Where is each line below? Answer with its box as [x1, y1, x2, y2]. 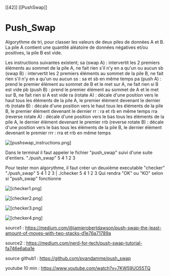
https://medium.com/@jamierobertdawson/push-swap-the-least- [25, 225, 162, 231]
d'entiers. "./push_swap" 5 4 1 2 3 [5, 155, 76, 161]
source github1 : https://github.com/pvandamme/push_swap [5, 255, 131, 261]
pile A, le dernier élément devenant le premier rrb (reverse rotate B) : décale [5, 119, 164, 125]
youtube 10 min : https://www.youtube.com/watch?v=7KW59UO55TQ [5, 265, 151, 271]
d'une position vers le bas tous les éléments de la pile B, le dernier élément [5, 124, 162, 130]
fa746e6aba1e [5, 245, 35, 251]
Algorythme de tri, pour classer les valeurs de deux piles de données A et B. [5, 39, 165, 45]
